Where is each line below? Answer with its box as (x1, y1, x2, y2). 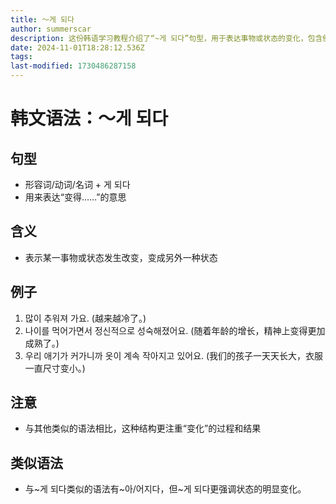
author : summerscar (10, 24, 92, 34)
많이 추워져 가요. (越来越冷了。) (24, 312, 147, 324)
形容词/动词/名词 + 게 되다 (24, 179, 131, 190)
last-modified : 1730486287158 (10, 61, 137, 71)
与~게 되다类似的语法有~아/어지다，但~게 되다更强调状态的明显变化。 (24, 483, 307, 495)
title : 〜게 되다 (10, 14, 75, 25)
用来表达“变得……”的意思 (24, 191, 127, 203)
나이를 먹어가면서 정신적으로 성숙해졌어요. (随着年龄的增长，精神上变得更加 (24, 324, 326, 336)
